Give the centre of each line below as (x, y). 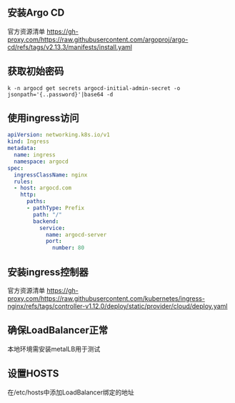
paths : (36, 201)
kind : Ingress (29, 141)
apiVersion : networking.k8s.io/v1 (59, 135)
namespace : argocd (41, 161)
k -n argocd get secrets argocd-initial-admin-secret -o (94, 88)
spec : (15, 168)
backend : (46, 221)
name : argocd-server (76, 234)
